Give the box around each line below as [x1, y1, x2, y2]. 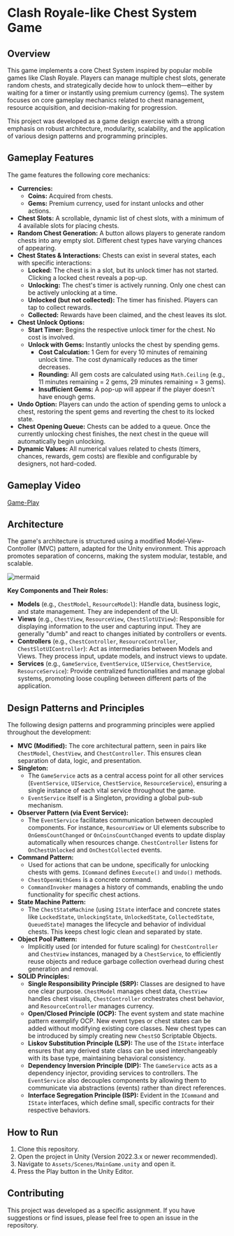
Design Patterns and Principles [7, 702, 145, 714]
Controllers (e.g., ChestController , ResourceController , [17, 637, 178, 645]
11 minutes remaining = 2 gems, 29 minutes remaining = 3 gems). [38, 377, 226, 386]
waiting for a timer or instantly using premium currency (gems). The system [7, 89, 225, 97]
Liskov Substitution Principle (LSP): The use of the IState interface [27, 1039, 225, 1048]
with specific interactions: [17, 258, 92, 267]
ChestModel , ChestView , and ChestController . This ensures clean [17, 749, 202, 757]
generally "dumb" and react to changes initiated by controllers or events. [17, 630, 227, 638]
